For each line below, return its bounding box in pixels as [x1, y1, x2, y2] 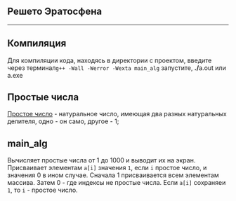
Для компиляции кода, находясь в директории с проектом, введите [7, 56, 212, 64]
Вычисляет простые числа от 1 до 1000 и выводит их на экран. [7, 156, 196, 165]
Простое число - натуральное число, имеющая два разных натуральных [7, 110, 227, 118]
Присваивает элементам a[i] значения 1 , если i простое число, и [7, 164, 207, 172]
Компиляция [7, 38, 67, 50]
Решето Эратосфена [7, 6, 103, 18]
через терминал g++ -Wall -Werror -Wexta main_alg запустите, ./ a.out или [7, 63, 226, 72]
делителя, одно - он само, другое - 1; [7, 117, 119, 125]
